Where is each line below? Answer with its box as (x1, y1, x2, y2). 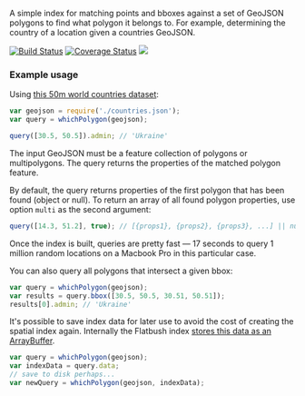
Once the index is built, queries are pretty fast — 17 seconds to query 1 (9, 238, 274, 249)
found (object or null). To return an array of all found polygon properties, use (9, 194, 296, 205)
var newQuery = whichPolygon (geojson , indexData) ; (9, 379, 205, 388)
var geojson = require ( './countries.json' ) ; (9, 106, 181, 116)
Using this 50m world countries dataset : (9, 89, 159, 100)
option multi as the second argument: (9, 203, 152, 214)
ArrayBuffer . (9, 335, 55, 346)
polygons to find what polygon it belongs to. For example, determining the (9, 17, 286, 28)
